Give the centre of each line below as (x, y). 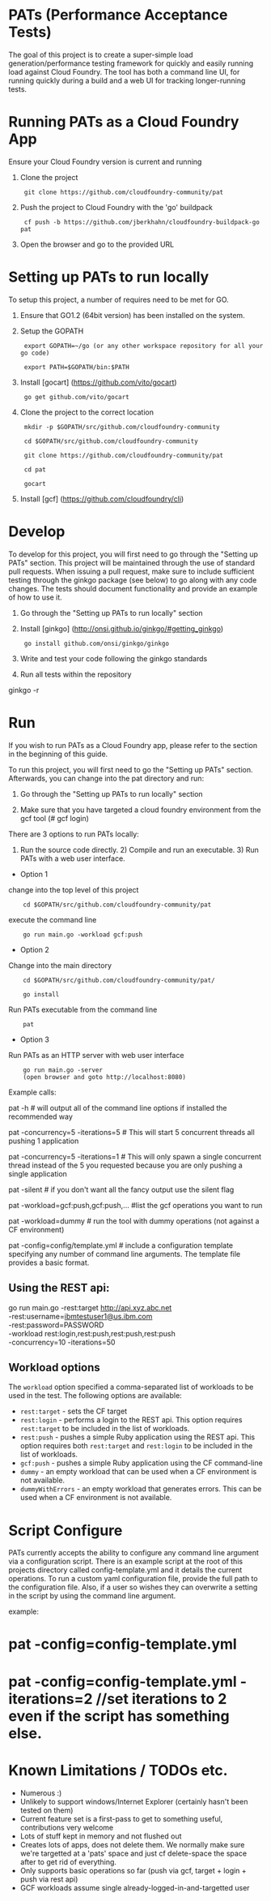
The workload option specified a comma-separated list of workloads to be (131, 1387)
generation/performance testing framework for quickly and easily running (131, 63)
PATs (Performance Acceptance (118, 15)
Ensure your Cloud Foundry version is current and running (105, 161)
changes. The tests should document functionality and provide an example (133, 588)
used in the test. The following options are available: (95, 1396)
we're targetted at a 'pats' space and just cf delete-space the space (133, 1853)
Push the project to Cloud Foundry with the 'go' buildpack (116, 207)
